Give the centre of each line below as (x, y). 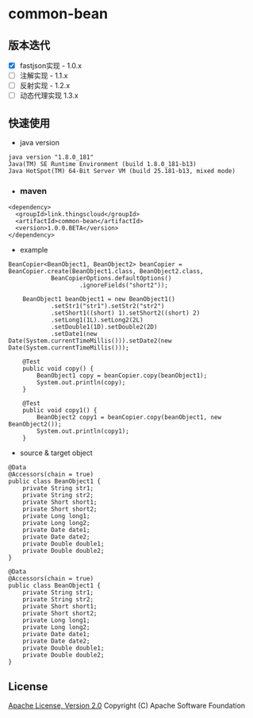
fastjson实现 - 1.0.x (50, 66)
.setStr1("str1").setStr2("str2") (107, 307)
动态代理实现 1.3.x (49, 95)
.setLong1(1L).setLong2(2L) (97, 320)
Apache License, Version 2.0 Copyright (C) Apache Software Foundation (127, 706)
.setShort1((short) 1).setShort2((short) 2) (125, 313)
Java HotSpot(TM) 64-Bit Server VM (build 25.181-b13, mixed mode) (122, 172)
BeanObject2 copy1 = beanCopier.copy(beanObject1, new (129, 418)
